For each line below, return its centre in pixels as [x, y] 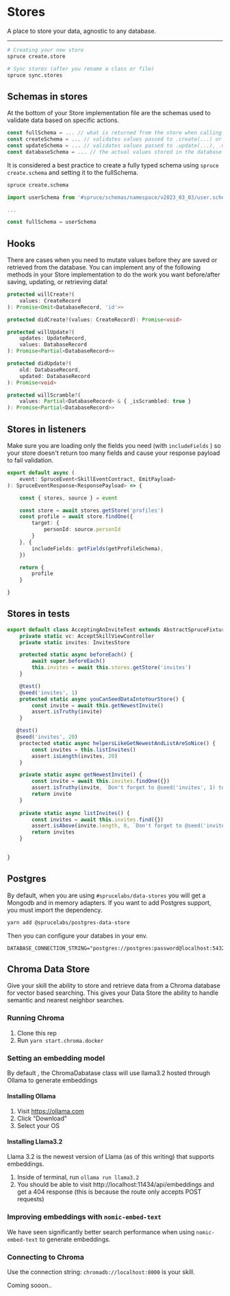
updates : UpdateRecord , [53, 338]
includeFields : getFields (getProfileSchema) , [98, 549]
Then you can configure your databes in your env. [78, 935]
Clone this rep [37, 1033]
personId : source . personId [82, 530]
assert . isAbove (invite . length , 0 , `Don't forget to [107, 826]
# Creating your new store [46, 50]
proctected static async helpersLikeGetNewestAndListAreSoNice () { [117, 743]
